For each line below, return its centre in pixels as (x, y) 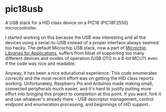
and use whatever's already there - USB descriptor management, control (79, 99)
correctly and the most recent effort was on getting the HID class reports (80, 78)
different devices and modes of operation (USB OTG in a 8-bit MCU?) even (81, 58)
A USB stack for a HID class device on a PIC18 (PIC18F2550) (67, 23)
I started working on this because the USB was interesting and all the (76, 37)
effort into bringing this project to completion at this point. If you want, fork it (83, 94)
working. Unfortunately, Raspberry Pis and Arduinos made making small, (79, 83)
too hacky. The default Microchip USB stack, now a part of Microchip (76, 48)
